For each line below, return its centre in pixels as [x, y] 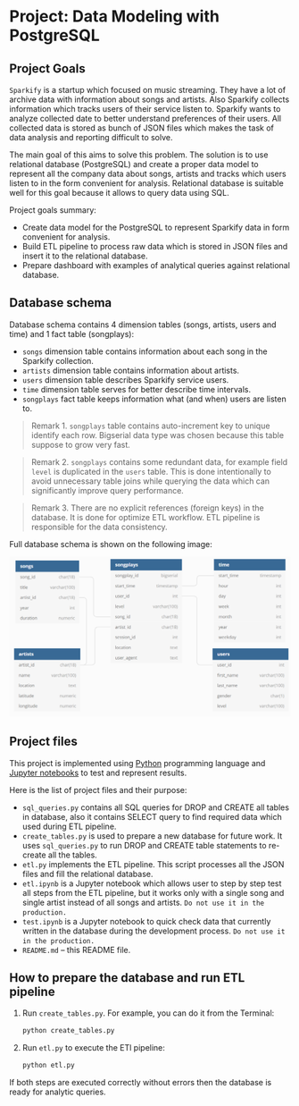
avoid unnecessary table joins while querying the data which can [150, 481]
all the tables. [73, 855]
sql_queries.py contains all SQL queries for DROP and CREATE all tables [156, 807]
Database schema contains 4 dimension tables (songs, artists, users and [143, 325]
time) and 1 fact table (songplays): [72, 333]
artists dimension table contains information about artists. [130, 370]
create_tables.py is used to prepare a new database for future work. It [152, 836]
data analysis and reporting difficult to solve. [91, 137]
